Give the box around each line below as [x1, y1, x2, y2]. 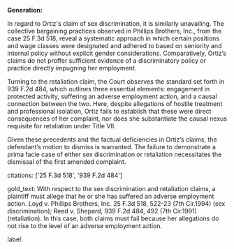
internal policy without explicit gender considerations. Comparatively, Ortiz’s [7, 49, 227, 57]
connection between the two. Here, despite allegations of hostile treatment [7, 100, 223, 107]
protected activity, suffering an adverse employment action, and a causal [7, 92, 218, 100]
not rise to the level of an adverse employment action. [7, 222, 163, 229]
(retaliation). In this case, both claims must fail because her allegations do [7, 214, 219, 222]
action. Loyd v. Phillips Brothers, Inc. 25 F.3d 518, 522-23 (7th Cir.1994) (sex [7, 199, 226, 208]
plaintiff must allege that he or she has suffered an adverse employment [7, 192, 214, 200]
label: [7, 235, 23, 243]
